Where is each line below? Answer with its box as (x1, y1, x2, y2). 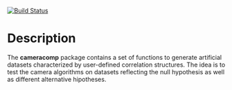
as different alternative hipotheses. (7, 75, 107, 83)
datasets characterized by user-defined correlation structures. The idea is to (7, 60, 226, 69)
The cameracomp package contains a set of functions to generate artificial (7, 53, 222, 61)
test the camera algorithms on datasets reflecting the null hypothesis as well (7, 67, 225, 76)
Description (7, 31, 76, 46)
